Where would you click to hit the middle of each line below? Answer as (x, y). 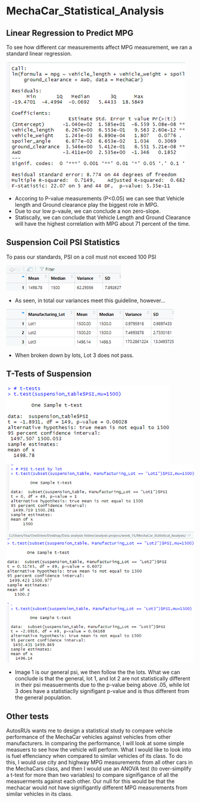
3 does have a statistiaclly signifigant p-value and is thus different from (102, 691)
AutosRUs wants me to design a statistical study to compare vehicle (89, 730)
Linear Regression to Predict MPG (70, 33)
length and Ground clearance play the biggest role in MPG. (87, 205)
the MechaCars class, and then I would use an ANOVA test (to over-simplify (99, 769)
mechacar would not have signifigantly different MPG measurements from (97, 788)
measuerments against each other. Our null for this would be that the (90, 781)
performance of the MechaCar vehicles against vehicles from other (89, 737)
